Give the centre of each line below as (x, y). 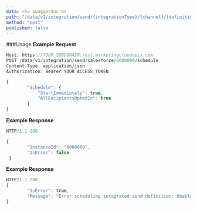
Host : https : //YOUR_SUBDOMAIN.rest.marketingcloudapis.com (80, 55)
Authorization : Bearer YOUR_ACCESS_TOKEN (57, 71)
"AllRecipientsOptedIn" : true (74, 98)
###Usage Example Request (41, 44)
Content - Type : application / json (45, 66)
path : (13, 17)
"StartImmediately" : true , (70, 93)
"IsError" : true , (48, 191)
